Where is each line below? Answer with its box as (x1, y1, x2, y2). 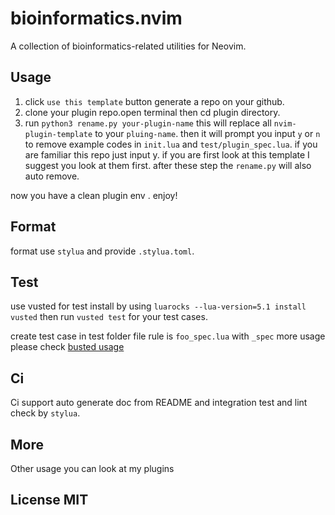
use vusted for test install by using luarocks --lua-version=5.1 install (10, 300, 307, 312)
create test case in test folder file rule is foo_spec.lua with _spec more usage (10, 330, 326, 342)
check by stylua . (10, 407, 81, 419)
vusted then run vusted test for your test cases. (10, 311, 208, 323)
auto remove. (24, 170, 80, 182)
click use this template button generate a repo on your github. (24, 95, 285, 107)
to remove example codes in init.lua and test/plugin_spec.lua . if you (24, 138, 318, 150)
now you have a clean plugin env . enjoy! (10, 189, 178, 201)
